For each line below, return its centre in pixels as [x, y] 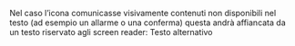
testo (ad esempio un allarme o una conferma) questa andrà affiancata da [148, 23]
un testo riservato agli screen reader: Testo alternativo [111, 32]
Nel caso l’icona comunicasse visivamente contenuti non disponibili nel [143, 13]
